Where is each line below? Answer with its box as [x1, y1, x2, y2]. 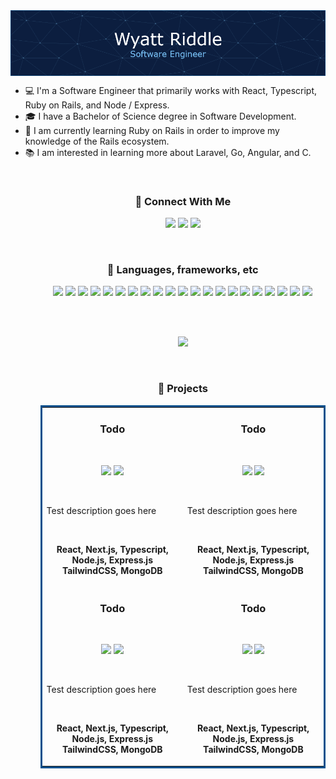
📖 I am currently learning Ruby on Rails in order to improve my [24, 124, 280, 136]
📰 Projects [157, 382, 208, 396]
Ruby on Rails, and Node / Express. [24, 99, 170, 111]
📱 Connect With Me [134, 194, 232, 208]
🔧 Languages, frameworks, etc [106, 263, 259, 277]
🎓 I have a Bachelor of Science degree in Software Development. [24, 110, 297, 122]
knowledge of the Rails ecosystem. [24, 135, 170, 147]
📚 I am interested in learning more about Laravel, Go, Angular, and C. [24, 146, 312, 158]
